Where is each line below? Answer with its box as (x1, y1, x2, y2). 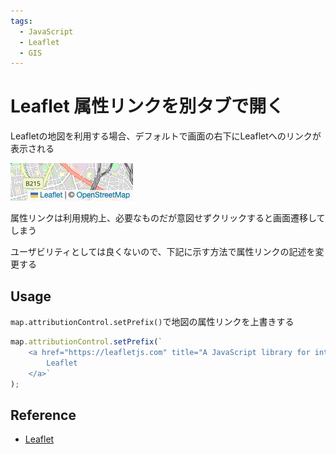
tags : (10, 16, 33, 26)
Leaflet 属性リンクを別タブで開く (10, 95, 285, 118)
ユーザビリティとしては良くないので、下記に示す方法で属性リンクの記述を (10, 246, 316, 258)
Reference (10, 406, 77, 424)
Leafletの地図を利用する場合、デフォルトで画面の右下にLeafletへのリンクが (10, 130, 322, 142)
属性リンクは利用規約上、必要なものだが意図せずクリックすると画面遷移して (10, 212, 326, 224)
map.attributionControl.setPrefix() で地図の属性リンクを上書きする (10, 316, 295, 327)
